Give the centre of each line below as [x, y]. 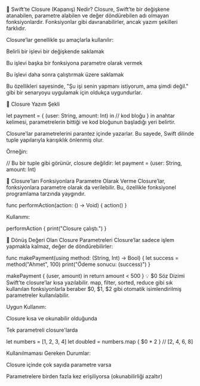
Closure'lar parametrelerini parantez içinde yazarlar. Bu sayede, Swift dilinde [100, 134]
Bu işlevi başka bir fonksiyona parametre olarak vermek [74, 63]
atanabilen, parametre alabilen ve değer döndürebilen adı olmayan [87, 16]
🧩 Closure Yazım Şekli [33, 104]
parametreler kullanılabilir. [38, 295]
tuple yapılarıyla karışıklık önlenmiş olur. [55, 140]
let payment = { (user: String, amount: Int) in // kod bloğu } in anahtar [90, 116]
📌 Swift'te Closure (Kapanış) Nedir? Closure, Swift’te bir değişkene [88, 9]
